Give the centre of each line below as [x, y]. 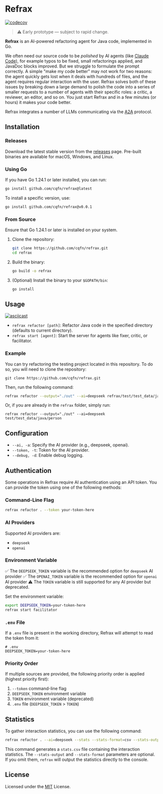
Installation [22, 127]
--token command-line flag [39, 689]
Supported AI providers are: [33, 533]
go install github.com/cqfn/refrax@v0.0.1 [49, 207]
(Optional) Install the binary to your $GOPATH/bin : [60, 280]
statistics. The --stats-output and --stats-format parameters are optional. [80, 754]
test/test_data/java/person [33, 418]
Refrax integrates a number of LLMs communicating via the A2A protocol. [79, 112]
